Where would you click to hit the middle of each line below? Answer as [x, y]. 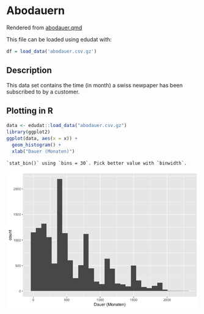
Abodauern [36, 11]
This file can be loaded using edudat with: [59, 39]
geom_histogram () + [37, 145]
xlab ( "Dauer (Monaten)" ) [43, 151]
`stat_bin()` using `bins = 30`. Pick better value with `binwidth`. [97, 163]
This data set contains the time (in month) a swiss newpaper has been [95, 85]
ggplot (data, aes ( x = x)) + [42, 139]
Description [29, 71]
